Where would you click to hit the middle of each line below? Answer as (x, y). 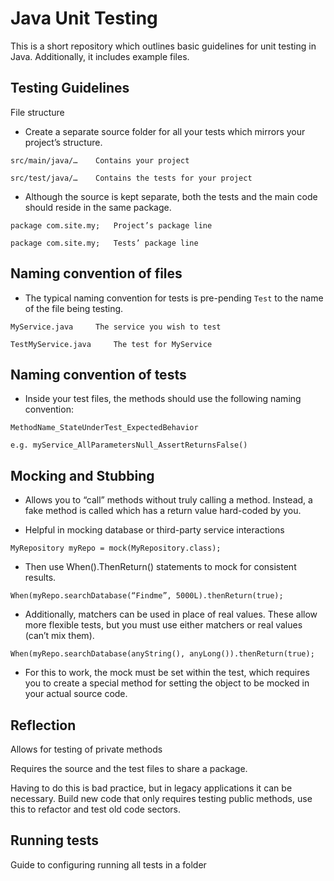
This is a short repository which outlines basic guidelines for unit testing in (163, 46)
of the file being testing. (74, 308)
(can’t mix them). (59, 636)
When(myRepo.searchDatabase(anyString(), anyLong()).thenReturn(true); (162, 654)
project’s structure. (63, 142)
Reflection (43, 725)
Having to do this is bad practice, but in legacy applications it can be (151, 788)
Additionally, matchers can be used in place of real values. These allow (171, 614)
